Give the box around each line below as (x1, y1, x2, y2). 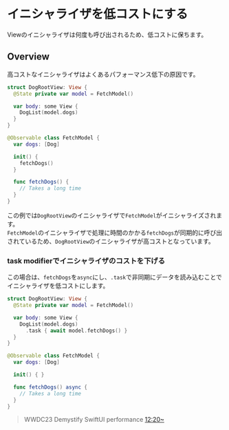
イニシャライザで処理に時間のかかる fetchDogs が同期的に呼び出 (43, 228, 223, 237)
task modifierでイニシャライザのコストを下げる (7, 256, 166, 266)
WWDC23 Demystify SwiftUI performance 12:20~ (23, 416, 165, 424)
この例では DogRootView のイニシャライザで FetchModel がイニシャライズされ (7, 211, 217, 219)
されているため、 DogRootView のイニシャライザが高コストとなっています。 (7, 237, 215, 245)
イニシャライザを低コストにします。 (7, 282, 109, 290)
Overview (7, 51, 50, 63)
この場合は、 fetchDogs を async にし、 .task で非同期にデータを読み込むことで (7, 273, 222, 282)
